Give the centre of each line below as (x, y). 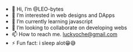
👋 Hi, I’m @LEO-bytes (38, 9)
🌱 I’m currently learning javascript (52, 21)
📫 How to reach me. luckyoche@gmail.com (64, 34)
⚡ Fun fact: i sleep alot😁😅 (43, 43)
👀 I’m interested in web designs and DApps (63, 15)
